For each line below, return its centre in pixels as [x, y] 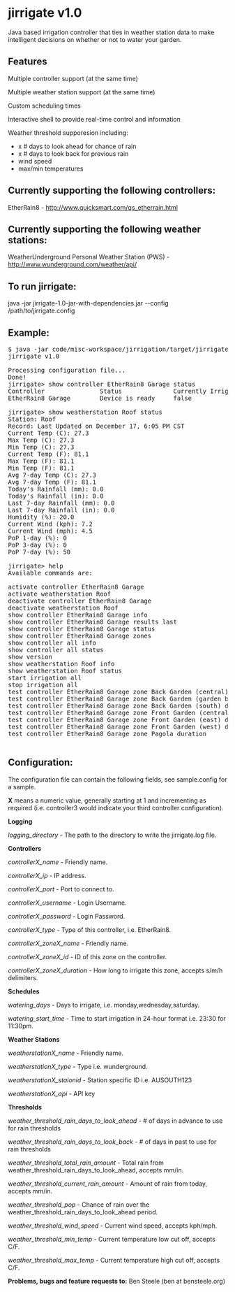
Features [28, 62]
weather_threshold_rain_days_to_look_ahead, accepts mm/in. [96, 1170]
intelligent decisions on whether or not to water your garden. [95, 39]
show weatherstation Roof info [61, 664]
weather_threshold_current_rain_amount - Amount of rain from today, [108, 1184]
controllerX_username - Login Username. [68, 903]
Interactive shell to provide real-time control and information [94, 119]
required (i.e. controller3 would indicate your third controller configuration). [116, 807]
